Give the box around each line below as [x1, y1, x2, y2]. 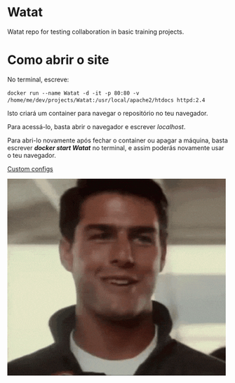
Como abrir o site [7, 52, 110, 68]
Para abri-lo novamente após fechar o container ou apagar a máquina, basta [7, 136, 228, 145]
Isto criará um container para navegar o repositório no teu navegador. [7, 109, 208, 117]
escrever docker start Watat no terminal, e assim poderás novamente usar [7, 143, 224, 152]
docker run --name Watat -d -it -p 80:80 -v [7, 89, 140, 97]
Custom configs [7, 164, 54, 173]
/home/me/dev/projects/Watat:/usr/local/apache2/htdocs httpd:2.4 [7, 96, 206, 104]
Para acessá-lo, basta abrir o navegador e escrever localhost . [7, 122, 186, 130]
